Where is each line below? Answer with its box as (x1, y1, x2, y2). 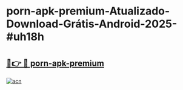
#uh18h (6, 30, 44, 43)
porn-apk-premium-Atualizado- (6, 4, 170, 18)
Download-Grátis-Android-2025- (6, 17, 178, 31)
